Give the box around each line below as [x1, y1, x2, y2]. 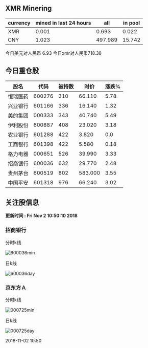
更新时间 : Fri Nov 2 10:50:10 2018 [5, 212, 78, 219]
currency [8, 19, 31, 26]
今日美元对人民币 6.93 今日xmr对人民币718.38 [5, 50, 102, 56]
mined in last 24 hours [35, 19, 91, 26]
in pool [123, 19, 140, 26]
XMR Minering [5, 4, 52, 13]
